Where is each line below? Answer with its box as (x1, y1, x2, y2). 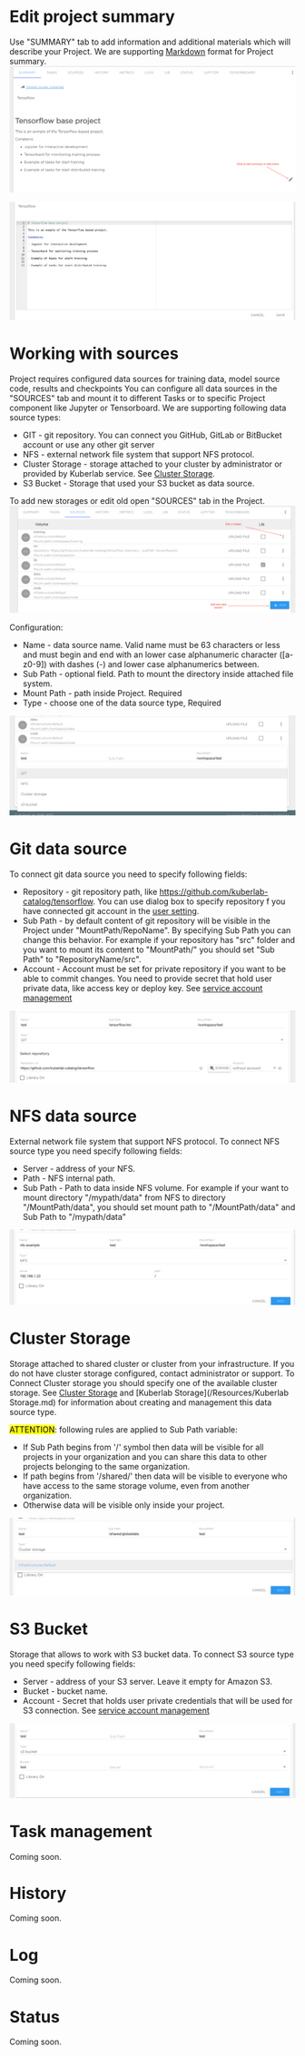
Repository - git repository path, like (22, 887, 158, 898)
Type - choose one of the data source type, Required (22, 697, 222, 709)
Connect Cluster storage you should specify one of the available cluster (9, 1377, 279, 1388)
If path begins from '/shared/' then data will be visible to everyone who (22, 1471, 288, 1481)
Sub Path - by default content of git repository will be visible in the (22, 915, 271, 927)
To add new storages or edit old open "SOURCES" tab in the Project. (9, 496, 265, 507)
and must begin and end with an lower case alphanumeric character (22, 649, 278, 660)
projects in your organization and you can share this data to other (22, 1451, 268, 1462)
